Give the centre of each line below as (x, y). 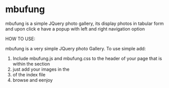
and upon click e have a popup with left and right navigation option (75, 28)
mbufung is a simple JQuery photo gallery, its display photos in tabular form (84, 23)
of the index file (29, 74)
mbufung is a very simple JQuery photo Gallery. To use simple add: (76, 48)
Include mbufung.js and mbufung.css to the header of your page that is (87, 58)
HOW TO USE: (20, 39)
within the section (31, 64)
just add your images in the (41, 69)
